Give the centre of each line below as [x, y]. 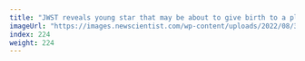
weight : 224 [32, 43]
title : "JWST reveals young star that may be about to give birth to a [148, 17]
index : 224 [30, 34]
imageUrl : [28, 26]
